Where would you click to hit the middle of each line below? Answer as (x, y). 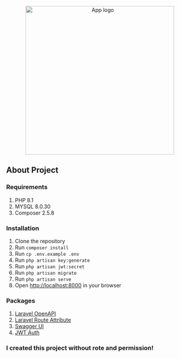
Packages (21, 300)
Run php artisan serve (43, 279)
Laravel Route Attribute (43, 320)
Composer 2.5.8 (34, 213)
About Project (32, 170)
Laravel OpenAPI (35, 314)
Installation (23, 228)
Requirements (27, 187)
